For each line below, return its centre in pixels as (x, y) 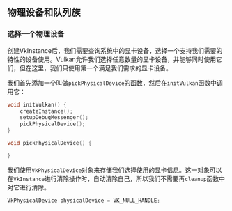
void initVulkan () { (37, 104)
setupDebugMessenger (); (54, 118)
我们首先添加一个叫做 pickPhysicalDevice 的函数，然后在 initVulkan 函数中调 (115, 83)
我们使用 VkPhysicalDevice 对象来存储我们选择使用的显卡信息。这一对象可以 (115, 170)
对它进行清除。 (29, 187)
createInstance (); (46, 111)
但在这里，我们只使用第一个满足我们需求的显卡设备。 (95, 68)
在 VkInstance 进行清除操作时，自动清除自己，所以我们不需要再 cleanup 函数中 (116, 178)
